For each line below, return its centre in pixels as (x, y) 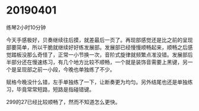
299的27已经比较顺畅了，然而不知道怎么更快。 (63, 102)
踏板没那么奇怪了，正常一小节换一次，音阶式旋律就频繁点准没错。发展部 (99, 54)
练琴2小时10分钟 (26, 27)
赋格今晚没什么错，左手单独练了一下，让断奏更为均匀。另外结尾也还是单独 (97, 82)
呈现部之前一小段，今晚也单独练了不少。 (66, 69)
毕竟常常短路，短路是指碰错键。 (55, 89)
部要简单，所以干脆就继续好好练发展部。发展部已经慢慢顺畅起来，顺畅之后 (97, 47)
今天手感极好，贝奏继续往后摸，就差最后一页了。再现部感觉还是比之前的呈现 (99, 40)
